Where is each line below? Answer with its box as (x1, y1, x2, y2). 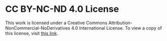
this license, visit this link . (5, 30, 59, 36)
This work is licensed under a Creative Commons (5, 20, 107, 26)
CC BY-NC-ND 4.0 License (5, 3, 120, 15)
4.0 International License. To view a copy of (71, 25, 162, 31)
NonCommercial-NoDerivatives (5, 25, 71, 31)
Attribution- (108, 20, 133, 26)
